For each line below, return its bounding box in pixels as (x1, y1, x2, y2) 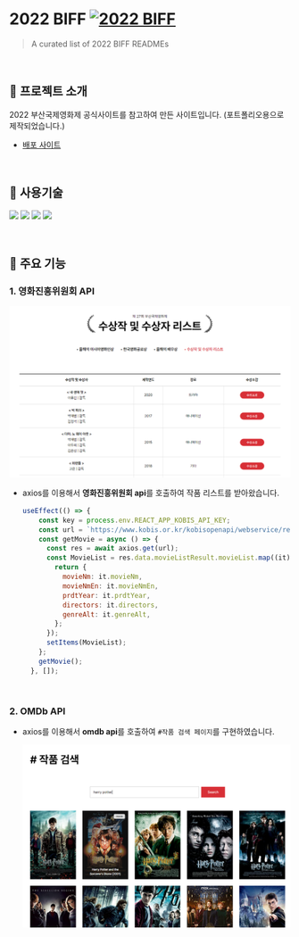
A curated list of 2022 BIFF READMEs (30, 38, 170, 49)
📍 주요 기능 (9, 255, 67, 271)
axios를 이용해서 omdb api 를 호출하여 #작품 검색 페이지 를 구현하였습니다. (21, 726, 275, 736)
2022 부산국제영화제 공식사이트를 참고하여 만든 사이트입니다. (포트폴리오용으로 (9, 109, 285, 120)
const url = (38, 525, 83, 535)
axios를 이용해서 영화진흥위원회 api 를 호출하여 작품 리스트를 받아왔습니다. (21, 487, 279, 498)
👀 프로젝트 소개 (9, 84, 87, 99)
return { (54, 563, 87, 572)
